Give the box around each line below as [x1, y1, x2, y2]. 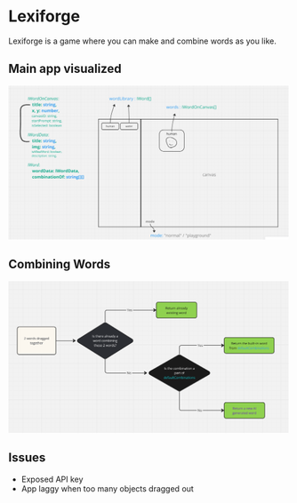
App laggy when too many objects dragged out [20, 483, 195, 494]
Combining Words [8, 257, 111, 272]
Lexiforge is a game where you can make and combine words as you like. [8, 36, 277, 46]
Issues [8, 451, 46, 466]
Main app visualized [8, 61, 122, 76]
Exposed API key [20, 474, 84, 484]
